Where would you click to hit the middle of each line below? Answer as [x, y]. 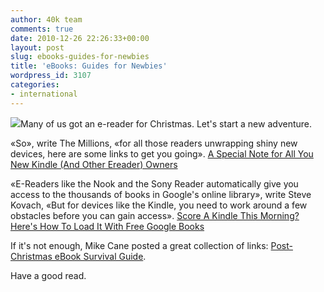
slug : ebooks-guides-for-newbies [80, 57]
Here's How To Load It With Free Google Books [107, 226]
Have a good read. [48, 275]
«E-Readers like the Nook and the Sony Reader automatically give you [154, 183]
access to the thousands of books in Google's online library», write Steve [161, 194]
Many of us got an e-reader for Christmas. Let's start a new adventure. [166, 123]
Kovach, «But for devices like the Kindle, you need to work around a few [159, 205]
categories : [35, 85]
